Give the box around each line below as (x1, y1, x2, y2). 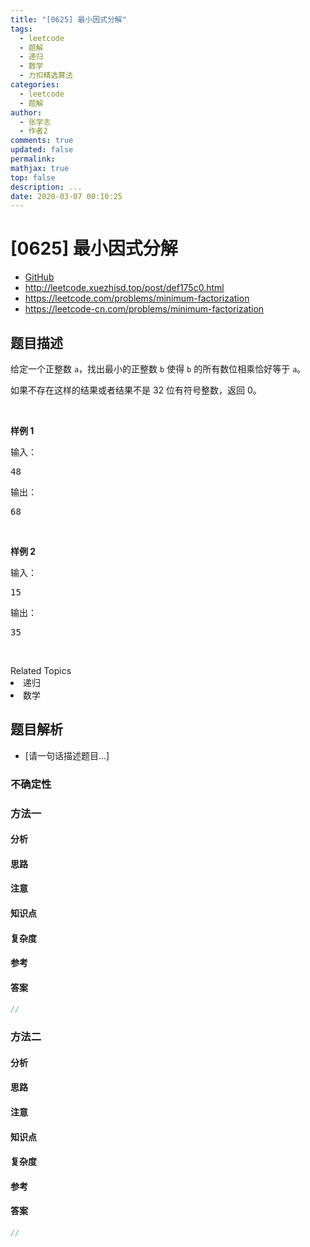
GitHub (24, 271, 55, 283)
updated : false (10, 145, 74, 155)
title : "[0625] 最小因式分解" (10, 14, 127, 25)
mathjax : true (10, 163, 70, 173)
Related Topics (10, 665, 72, 676)
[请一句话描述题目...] (24, 749, 110, 761)
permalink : (10, 154, 56, 164)
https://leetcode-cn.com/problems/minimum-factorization (24, 303, 265, 315)
